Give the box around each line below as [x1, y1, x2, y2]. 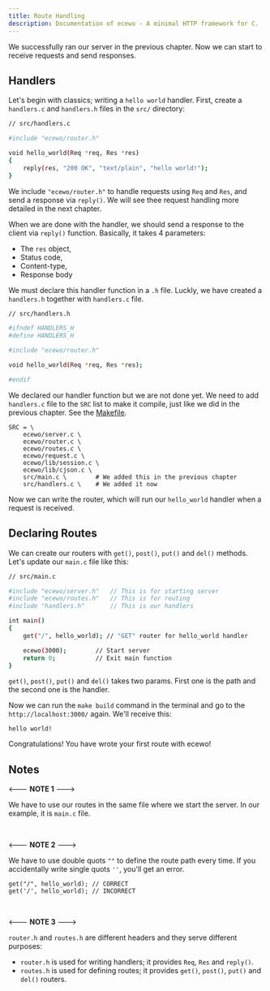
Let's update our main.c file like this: [8, 557, 129, 567]
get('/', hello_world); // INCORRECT [8, 887, 136, 895]
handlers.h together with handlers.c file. [8, 294, 144, 304]
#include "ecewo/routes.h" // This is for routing [8, 594, 191, 603]
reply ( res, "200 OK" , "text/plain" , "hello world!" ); [23, 164, 208, 172]
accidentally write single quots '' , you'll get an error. [8, 864, 185, 874]
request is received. [8, 502, 75, 512]
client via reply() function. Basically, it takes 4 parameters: [8, 228, 206, 238]
